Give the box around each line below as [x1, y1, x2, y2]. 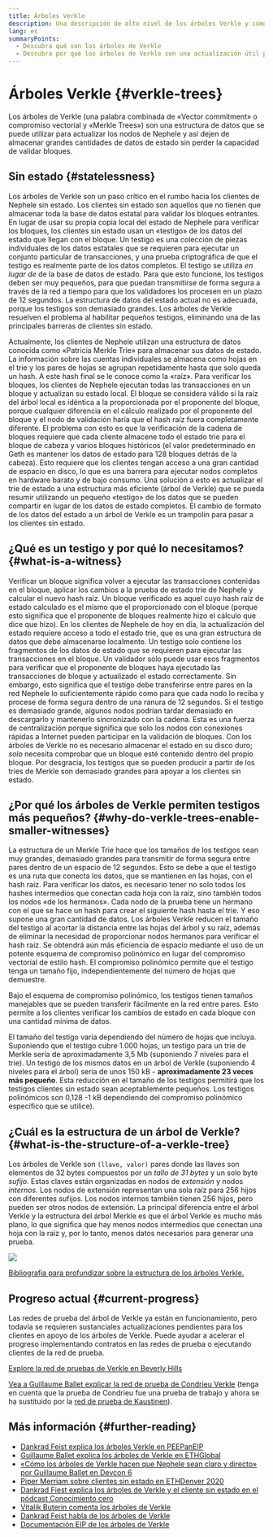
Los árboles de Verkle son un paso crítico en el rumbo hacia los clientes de [8, 191, 260, 201]
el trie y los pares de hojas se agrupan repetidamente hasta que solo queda [8, 363, 262, 372]
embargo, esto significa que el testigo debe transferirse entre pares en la [8, 680, 253, 690]
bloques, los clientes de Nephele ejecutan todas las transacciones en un [8, 380, 251, 390]
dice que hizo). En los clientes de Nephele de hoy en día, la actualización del [8, 619, 265, 629]
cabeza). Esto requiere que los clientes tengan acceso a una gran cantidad [8, 457, 259, 468]
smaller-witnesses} [8, 823, 110, 838]
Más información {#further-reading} [8, 1420, 197, 1434]
